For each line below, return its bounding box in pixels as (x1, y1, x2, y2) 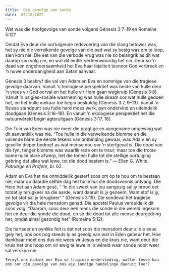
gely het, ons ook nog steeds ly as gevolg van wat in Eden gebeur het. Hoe (5, 231, 161, 237)
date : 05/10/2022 (5, 12, 44, 17)
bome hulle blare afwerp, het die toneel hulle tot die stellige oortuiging (5, 152, 151, 159)
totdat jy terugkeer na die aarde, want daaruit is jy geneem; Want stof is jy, (5, 189, 160, 195)
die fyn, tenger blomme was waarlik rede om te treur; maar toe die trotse (5, 147, 156, 153)
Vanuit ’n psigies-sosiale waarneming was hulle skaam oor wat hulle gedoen (5, 94, 164, 100)
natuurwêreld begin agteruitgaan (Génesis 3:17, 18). (5, 115, 112, 122)
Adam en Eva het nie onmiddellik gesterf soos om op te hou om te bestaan (5, 173, 160, 179)
